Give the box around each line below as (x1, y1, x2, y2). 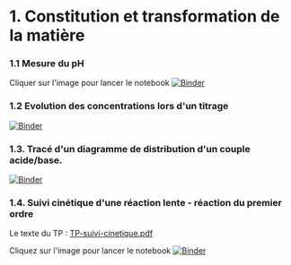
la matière (9, 25, 85, 46)
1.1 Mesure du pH (9, 57, 85, 70)
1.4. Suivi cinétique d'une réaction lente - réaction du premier (9, 197, 283, 209)
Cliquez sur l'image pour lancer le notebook (9, 245, 172, 256)
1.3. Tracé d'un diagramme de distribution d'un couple (9, 142, 251, 155)
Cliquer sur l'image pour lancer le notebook (9, 78, 171, 89)
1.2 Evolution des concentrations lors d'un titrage (9, 100, 229, 113)
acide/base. (9, 154, 63, 167)
